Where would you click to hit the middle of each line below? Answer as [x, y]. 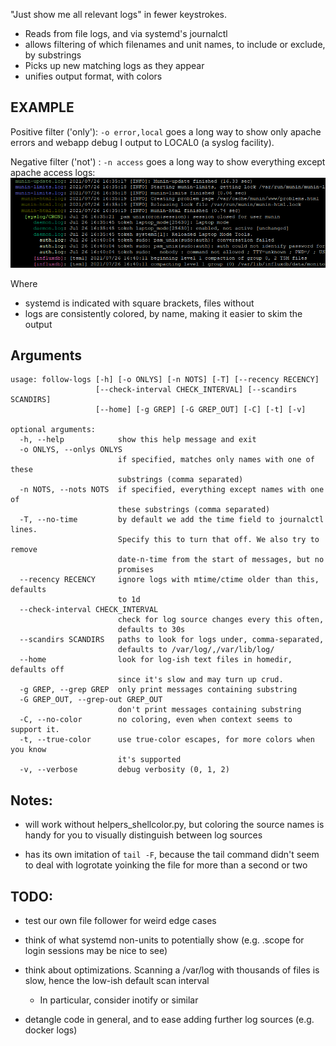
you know [28, 750]
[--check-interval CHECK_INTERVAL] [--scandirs [196, 390]
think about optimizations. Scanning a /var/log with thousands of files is [172, 970]
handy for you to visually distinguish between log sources [143, 835]
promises [136, 570]
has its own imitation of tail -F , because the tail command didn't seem [172, 855]
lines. [24, 530]
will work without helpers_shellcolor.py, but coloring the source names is [174, 825]
